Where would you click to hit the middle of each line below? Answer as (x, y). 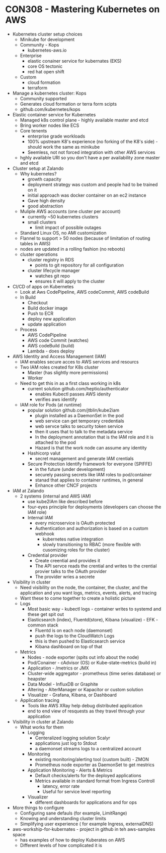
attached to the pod (56, 442)
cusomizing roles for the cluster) (76, 550)
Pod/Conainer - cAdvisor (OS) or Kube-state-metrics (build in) (92, 662)
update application (47, 324)
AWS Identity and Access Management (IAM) (59, 356)
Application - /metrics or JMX (58, 668)
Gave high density (46, 200)
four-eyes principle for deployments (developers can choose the (94, 507)
